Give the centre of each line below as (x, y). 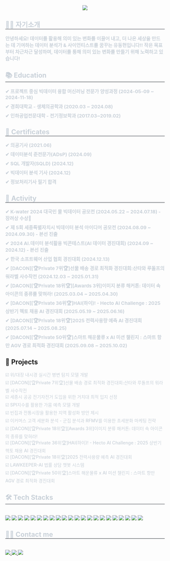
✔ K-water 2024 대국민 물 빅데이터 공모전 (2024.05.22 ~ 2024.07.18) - (83, 212)
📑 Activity (21, 198)
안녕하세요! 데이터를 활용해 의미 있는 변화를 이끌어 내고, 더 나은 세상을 (78, 38)
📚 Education (26, 75)
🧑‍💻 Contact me (29, 534)
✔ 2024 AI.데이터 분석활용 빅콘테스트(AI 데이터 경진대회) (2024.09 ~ (79, 244)
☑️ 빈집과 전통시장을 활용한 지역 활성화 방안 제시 (52, 413)
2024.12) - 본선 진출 (27, 250)
